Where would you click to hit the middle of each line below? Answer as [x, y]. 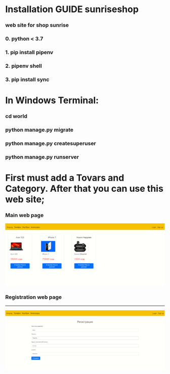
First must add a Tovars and [65, 178]
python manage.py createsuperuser [51, 143]
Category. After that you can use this [84, 189]
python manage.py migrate [39, 130]
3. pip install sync [27, 79]
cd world [16, 116]
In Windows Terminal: [52, 100]
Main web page [25, 215]
